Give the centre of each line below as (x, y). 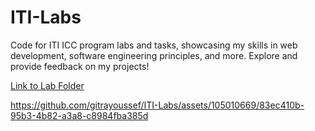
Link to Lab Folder (47, 85)
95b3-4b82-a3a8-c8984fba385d (79, 115)
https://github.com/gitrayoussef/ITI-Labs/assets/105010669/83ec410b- (157, 105)
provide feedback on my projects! (80, 66)
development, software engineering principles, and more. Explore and (154, 55)
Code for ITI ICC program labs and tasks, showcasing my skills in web (154, 45)
